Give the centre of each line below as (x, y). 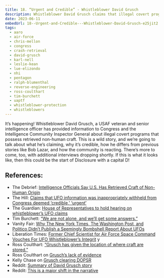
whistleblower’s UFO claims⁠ (40, 213)
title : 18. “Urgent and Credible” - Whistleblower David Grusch (72, 10)
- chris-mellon (25, 42)
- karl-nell (22, 60)
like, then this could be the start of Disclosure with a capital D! (67, 160)
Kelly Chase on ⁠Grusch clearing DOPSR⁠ (52, 260)
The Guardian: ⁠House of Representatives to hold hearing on (72, 208)
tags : (10, 28)
